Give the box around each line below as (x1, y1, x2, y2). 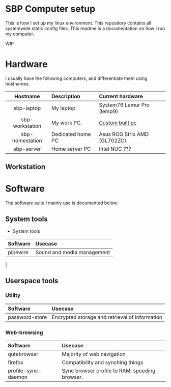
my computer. (5, 31, 35, 37)
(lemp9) (99, 107, 119, 115)
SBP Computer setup (5, 3, 96, 15)
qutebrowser (8, 351, 39, 357)
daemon (8, 374, 28, 380)
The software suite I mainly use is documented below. (5, 200, 118, 206)
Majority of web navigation (62, 351, 126, 357)
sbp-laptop (13, 104, 41, 112)
